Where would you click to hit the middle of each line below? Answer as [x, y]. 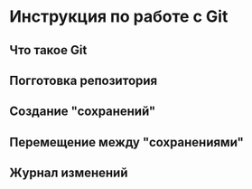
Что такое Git [48, 50]
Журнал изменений [69, 173]
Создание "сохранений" [83, 112]
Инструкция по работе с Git [119, 17]
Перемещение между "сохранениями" [126, 142]
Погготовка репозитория [84, 80]
